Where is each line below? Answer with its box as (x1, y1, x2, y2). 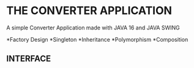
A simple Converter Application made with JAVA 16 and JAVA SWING (6, 24, 180, 31)
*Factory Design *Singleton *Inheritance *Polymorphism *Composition (6, 36, 188, 43)
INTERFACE (6, 53, 51, 64)
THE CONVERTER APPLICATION (6, 4, 173, 18)
